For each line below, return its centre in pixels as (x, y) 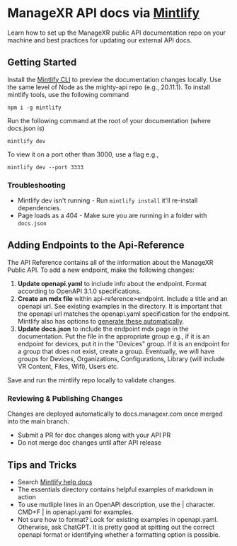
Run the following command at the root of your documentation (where (109, 120)
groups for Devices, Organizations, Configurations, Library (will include (121, 358)
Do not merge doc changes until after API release (89, 443)
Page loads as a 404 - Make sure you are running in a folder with (112, 216)
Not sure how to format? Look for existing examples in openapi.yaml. (118, 519)
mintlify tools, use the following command (68, 94)
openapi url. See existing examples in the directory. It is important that (120, 306)
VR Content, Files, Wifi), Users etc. (68, 366)
